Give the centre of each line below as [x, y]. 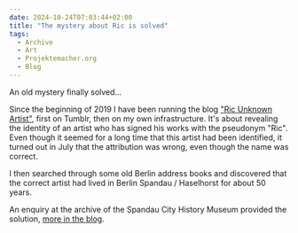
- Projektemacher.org [57, 58]
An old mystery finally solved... [66, 92]
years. [21, 192]
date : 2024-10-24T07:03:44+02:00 [71, 17]
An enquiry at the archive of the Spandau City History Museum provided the [148, 209]
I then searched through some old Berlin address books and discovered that [148, 173]
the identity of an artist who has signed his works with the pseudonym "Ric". [149, 128]
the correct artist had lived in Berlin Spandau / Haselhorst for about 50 [137, 183]
